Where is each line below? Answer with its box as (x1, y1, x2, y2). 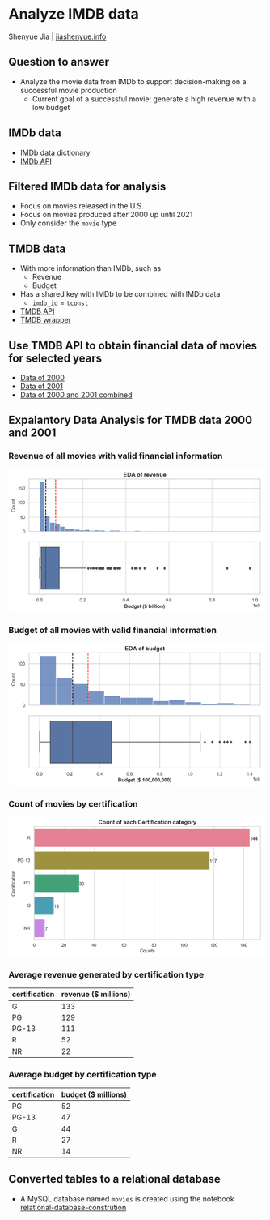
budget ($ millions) (61, 1089, 128, 1099)
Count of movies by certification (8, 798, 138, 809)
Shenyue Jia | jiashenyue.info (8, 32, 107, 41)
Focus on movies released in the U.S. (19, 201, 144, 211)
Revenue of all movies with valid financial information (8, 451, 223, 462)
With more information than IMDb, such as (19, 263, 162, 273)
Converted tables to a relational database (8, 1172, 221, 1186)
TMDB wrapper (19, 315, 71, 325)
